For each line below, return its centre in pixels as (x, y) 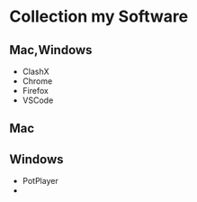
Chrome (37, 81)
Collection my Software (99, 17)
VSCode (38, 100)
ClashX (36, 71)
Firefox (36, 91)
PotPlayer (40, 181)
